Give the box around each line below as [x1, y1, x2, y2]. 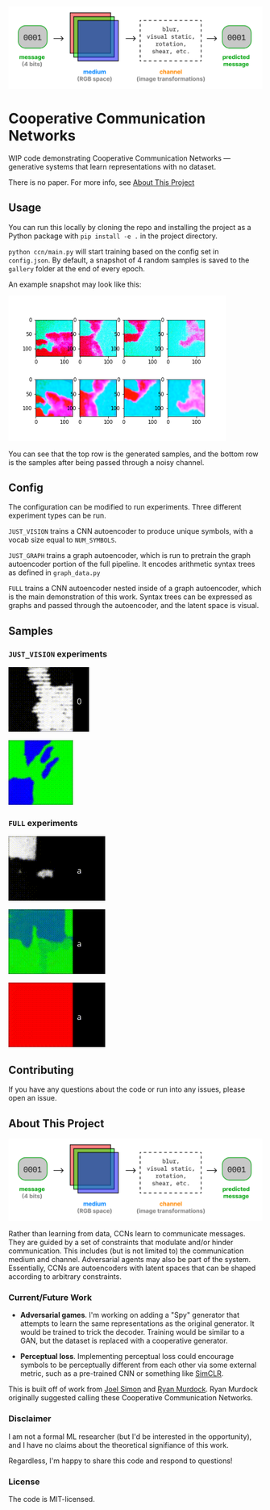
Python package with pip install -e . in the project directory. [8, 231, 218, 241]
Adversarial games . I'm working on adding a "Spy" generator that [19, 1311, 240, 1320]
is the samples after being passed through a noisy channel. [8, 457, 205, 467]
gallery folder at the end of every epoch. [8, 263, 145, 273]
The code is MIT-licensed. [8, 1494, 95, 1504]
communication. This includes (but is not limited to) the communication [8, 1246, 244, 1256]
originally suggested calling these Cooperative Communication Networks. [8, 1393, 253, 1403]
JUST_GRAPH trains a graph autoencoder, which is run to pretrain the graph [8, 551, 251, 560]
